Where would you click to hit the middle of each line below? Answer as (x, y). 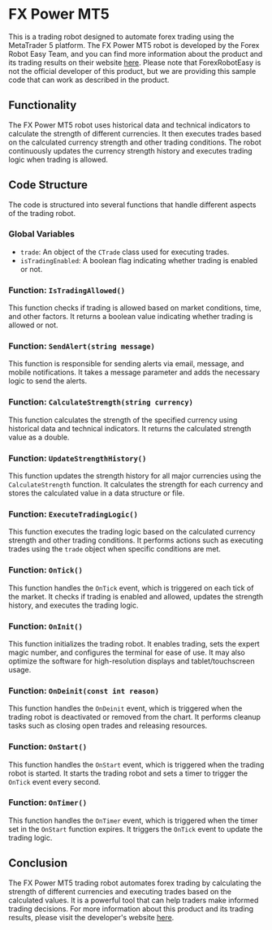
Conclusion (38, 863)
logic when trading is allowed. (58, 159)
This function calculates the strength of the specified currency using (123, 420)
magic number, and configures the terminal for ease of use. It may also (127, 652)
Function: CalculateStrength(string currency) (101, 402)
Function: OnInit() (46, 626)
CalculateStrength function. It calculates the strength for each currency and (136, 485)
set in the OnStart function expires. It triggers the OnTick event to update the (136, 828)
